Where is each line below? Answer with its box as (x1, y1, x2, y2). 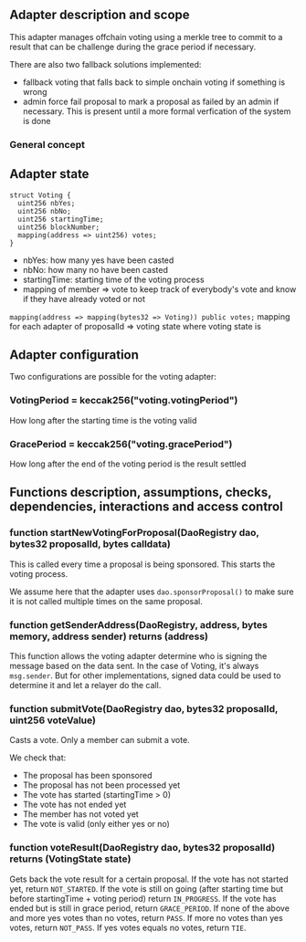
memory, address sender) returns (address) (9, 630, 208, 643)
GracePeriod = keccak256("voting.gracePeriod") (9, 437, 233, 450)
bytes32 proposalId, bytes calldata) (9, 538, 171, 550)
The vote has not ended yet (22, 799, 127, 811)
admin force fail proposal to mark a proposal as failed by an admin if (22, 96, 280, 107)
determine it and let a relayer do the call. (9, 679, 162, 690)
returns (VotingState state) (9, 853, 132, 865)
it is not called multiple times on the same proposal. (9, 595, 203, 606)
